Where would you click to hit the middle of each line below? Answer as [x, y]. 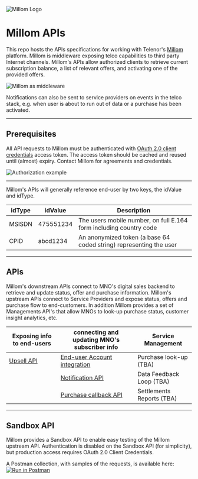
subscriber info [96, 347]
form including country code [118, 228]
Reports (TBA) [157, 398]
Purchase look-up [163, 357]
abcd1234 [53, 241]
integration [75, 364]
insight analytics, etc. [32, 318]
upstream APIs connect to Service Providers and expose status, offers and [97, 299]
